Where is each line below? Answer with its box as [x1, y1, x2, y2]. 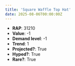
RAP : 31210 [12, 25, 35, 31]
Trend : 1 [12, 41, 29, 46]
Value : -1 [12, 30, 31, 36]
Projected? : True [12, 46, 47, 52]
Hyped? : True [12, 51, 41, 57]
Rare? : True [12, 56, 36, 62]
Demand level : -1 [12, 35, 48, 42]
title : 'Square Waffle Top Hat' [5, 7, 71, 12]
